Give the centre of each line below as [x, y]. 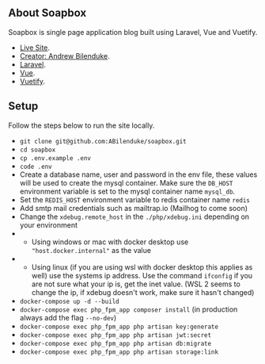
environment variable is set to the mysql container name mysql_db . [127, 191]
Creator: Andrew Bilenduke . [64, 56]
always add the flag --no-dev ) [68, 317]
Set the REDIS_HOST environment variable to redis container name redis [135, 199]
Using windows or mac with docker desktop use [110, 242]
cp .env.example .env [55, 158]
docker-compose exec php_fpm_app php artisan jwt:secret [115, 335]
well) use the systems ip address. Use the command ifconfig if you [142, 275]
